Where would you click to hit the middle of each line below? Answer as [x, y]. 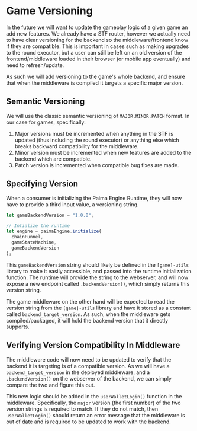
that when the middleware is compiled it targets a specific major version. [95, 83]
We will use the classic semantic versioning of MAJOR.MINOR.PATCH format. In [98, 116]
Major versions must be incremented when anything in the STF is [94, 133]
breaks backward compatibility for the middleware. [77, 146]
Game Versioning [49, 11]
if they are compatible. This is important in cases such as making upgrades [98, 46]
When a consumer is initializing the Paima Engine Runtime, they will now [94, 198]
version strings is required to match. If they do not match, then [82, 409]
